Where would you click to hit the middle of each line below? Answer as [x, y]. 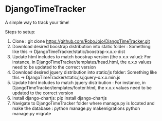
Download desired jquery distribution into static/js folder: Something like [84, 72]
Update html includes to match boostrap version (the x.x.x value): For [81, 56]
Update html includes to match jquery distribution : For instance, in [79, 82]
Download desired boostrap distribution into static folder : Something [81, 46]
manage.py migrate [31, 113]
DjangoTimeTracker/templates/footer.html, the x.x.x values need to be [82, 87]
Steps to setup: [20, 32]
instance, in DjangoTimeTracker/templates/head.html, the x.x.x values [82, 62]
